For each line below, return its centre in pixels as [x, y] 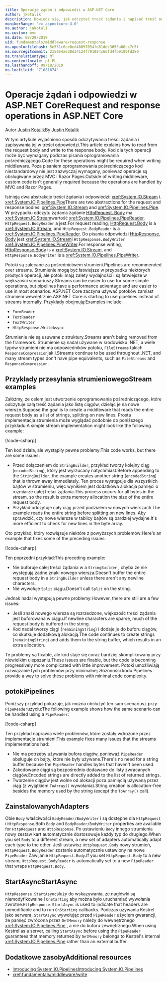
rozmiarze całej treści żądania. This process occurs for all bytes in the [83, 491]
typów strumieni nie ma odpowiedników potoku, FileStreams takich [74, 348]
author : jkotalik [23, 14]
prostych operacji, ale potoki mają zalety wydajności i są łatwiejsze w [76, 275]
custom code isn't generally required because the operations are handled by [83, 182]
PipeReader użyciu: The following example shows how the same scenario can [83, 709]
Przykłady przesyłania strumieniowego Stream [79, 379]
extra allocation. [29, 645]
